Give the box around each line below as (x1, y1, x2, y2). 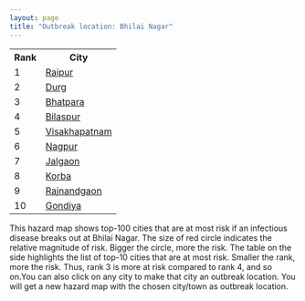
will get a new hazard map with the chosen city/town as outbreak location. (9, 280, 289, 292)
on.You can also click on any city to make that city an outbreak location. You (9, 271, 297, 282)
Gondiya (45, 199, 82, 212)
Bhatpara (45, 95, 85, 108)
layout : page (9, 13, 59, 23)
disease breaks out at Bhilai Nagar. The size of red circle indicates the (9, 232, 272, 243)
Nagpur (45, 140, 79, 152)
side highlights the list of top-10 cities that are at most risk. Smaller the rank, (9, 252, 296, 263)
